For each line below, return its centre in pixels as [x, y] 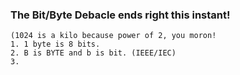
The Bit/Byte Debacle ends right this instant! [120, 15]
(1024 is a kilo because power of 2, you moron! [113, 36]
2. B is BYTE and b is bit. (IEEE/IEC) [93, 53]
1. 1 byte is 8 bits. [55, 44]
